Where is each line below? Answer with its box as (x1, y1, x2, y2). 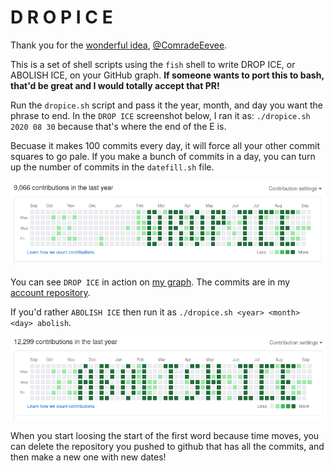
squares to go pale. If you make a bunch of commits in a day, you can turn (10, 150, 316, 162)
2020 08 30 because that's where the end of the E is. (10, 120, 227, 132)
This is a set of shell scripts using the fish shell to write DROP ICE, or (10, 58, 296, 70)
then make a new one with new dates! (10, 451, 167, 463)
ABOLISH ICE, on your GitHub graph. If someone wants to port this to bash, (10, 69, 325, 81)
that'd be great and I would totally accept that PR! (10, 79, 220, 91)
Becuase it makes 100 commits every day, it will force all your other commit (10, 139, 320, 151)
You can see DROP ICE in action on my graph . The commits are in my (10, 276, 291, 288)
